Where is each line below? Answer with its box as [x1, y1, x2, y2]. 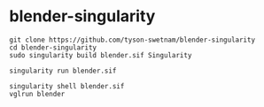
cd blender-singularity [9, 42, 97, 52]
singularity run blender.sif [9, 66, 117, 75]
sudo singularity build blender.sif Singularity [9, 50, 192, 59]
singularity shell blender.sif [9, 81, 125, 90]
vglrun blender [9, 89, 66, 98]
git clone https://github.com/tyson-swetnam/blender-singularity [9, 35, 255, 44]
